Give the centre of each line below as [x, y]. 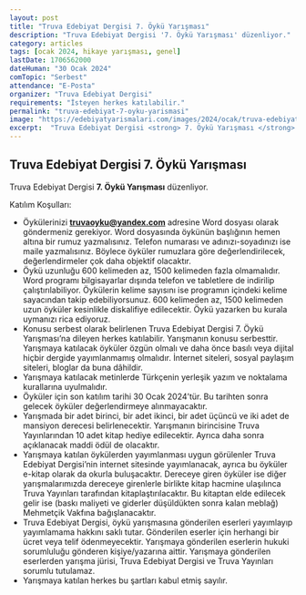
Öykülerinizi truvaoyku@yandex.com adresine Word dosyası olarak [151, 222]
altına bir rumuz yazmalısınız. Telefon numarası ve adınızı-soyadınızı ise [157, 241]
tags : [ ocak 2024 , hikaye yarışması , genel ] [95, 52]
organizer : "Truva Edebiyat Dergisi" [81, 94]
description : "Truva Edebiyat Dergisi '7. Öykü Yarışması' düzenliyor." [150, 35]
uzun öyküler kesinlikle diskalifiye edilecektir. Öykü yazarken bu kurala [155, 309]
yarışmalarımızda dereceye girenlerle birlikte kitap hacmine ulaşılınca [152, 483]
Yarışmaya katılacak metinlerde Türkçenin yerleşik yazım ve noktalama [155, 377]
